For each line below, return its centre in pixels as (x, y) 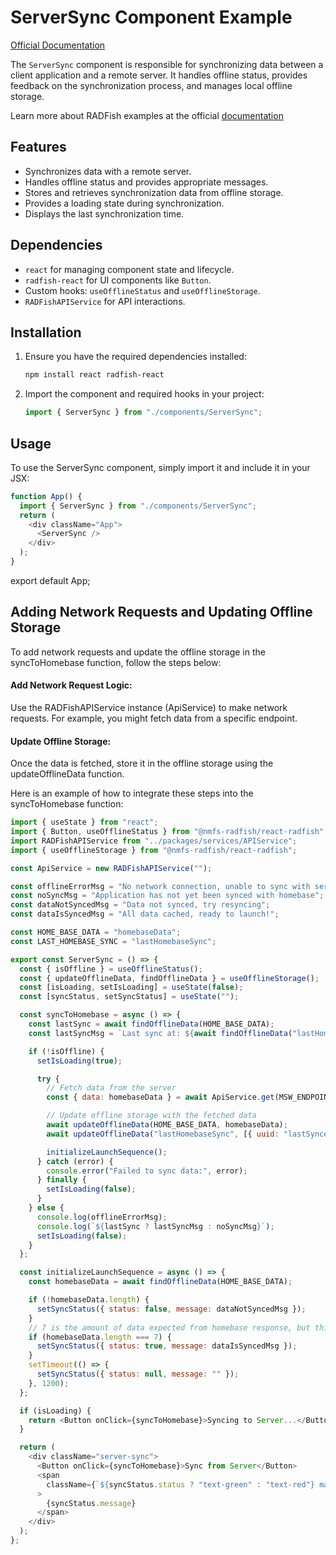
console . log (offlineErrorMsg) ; (102, 1217)
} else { (46, 1208)
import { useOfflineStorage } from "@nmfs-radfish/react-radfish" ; (154, 850)
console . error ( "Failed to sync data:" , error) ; (147, 1171)
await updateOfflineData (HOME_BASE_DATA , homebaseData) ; (167, 1125)
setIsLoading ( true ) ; (79, 1061)
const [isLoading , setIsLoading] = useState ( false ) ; (131, 987)
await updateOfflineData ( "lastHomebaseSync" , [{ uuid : (163, 1134)
